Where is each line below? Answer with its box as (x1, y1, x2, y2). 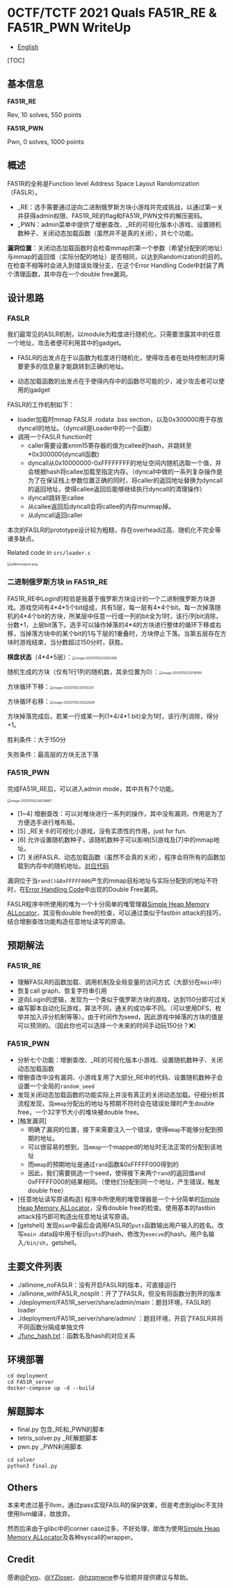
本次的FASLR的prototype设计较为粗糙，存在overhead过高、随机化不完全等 (7, 526, 221, 534)
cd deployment (7, 1373, 49, 1380)
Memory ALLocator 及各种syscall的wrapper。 (7, 1533, 137, 1541)
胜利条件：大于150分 (7, 735, 66, 744)
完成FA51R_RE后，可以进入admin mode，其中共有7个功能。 (7, 785, 178, 793)
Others (7, 1481, 38, 1493)
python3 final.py (7, 1463, 58, 1470)
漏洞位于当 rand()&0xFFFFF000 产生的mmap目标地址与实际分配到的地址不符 (7, 876, 218, 885)
